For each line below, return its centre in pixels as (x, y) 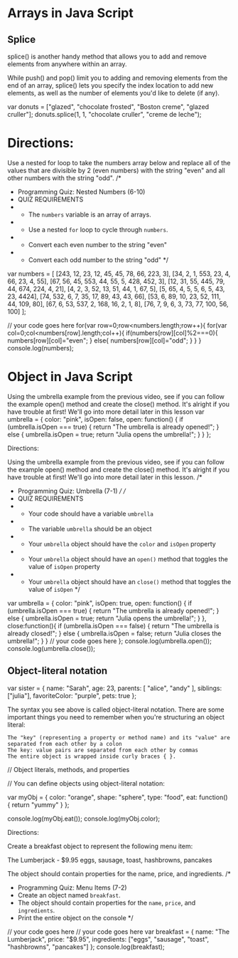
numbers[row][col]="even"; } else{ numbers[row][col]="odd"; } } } (104, 340)
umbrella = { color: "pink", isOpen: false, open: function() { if (95, 419)
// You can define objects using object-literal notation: (86, 783)
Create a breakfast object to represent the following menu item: (100, 846)
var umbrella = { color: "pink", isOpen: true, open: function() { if (100, 603)
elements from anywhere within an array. (67, 64)
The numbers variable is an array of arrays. (90, 214)
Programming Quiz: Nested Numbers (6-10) (81, 192)
